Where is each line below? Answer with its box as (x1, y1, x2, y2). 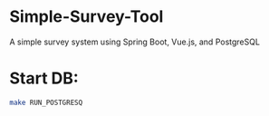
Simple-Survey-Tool (9, 6, 164, 27)
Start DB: (9, 68, 79, 89)
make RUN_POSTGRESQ (9, 98, 83, 107)
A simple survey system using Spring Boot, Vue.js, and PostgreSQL (9, 36, 261, 47)
